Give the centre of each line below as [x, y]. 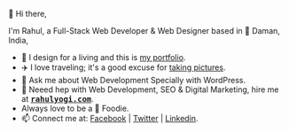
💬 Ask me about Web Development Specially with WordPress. [133, 80]
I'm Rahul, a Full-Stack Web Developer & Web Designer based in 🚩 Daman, [144, 31]
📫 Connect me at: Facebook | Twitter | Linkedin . [109, 118]
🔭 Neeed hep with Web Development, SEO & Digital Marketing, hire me [150, 89]
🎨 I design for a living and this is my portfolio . [103, 57]
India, [18, 40]
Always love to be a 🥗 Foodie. [75, 108]
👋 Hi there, [28, 14]
